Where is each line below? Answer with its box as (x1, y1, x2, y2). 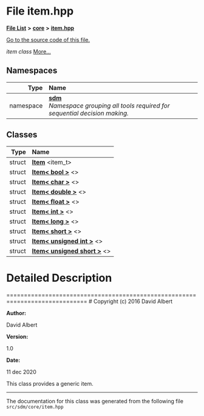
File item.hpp (6, 4, 74, 18)
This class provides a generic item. (6, 380, 94, 387)
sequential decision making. (48, 109, 129, 117)
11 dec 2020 (6, 368, 36, 375)
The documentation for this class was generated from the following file (6, 397, 184, 404)
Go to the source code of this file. (6, 36, 90, 43)
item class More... (6, 47, 52, 55)
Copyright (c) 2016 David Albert (93, 298, 173, 305)
